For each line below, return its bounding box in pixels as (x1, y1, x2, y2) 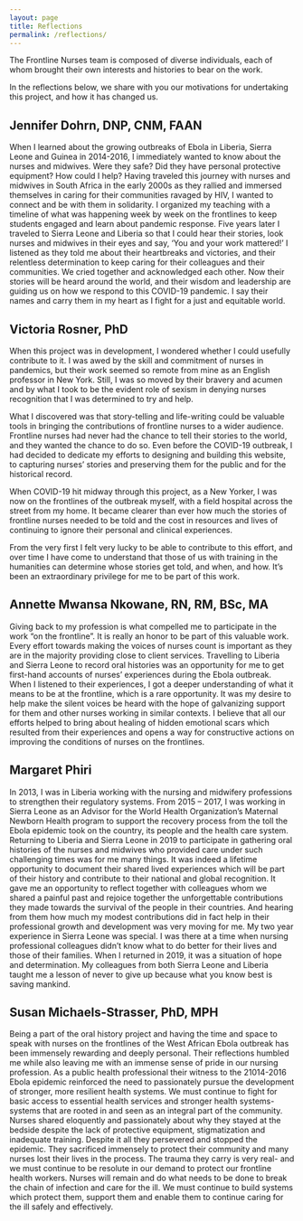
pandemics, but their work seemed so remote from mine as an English (9, 365, 270, 375)
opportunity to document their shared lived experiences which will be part (9, 863, 285, 874)
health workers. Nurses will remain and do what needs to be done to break (9, 1172, 288, 1184)
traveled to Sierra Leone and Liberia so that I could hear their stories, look (9, 228, 284, 240)
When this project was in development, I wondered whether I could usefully (9, 345, 291, 356)
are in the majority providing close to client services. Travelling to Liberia (9, 650, 280, 661)
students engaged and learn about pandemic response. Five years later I (9, 219, 280, 230)
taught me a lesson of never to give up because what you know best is (9, 969, 273, 980)
